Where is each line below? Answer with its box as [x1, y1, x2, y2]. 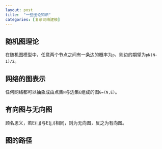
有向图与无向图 [5, 105, 52, 114]
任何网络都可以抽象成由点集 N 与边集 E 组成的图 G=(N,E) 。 [5, 89, 120, 95]
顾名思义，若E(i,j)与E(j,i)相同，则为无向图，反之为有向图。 [5, 119, 127, 126]
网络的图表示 [5, 74, 46, 83]
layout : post [5, 7, 33, 13]
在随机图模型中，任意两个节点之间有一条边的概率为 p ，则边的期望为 [5, 52, 146, 58]
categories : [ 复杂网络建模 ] [5, 17, 60, 22]
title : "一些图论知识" [5, 12, 51, 17]
